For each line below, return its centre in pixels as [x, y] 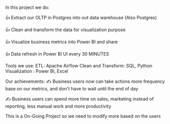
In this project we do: [27, 7]
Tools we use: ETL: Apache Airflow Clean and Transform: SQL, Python [79, 66]
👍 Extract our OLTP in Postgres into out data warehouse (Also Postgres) [81, 18]
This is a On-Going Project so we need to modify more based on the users [83, 116]
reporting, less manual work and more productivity [58, 106]
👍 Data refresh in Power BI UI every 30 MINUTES [57, 54]
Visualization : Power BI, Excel [37, 71]
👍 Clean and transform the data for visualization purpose [65, 30]
